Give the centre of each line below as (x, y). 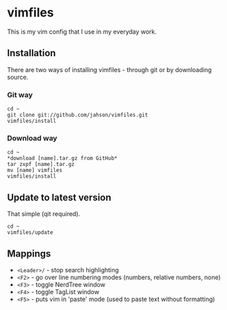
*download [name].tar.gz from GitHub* (62, 158)
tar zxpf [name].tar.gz (41, 165)
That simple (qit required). (44, 214)
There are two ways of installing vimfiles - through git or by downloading (109, 69)
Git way (20, 95)
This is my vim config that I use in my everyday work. (82, 32)
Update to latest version (59, 197)
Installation (31, 53)
